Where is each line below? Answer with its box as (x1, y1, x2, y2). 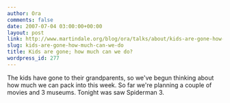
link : (7, 36, 23, 43)
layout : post (7, 29, 44, 36)
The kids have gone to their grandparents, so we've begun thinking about (7, 73, 214, 82)
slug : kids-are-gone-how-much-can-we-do (7, 42, 125, 49)
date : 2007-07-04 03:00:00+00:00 (7, 23, 103, 30)
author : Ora (7, 10, 41, 17)
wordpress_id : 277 (7, 55, 60, 62)
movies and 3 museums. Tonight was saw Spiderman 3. (7, 88, 164, 96)
